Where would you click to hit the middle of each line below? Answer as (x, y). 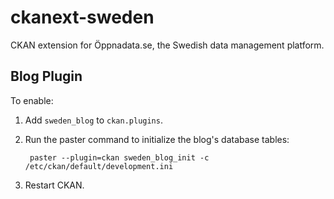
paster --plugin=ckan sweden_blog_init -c (119, 157)
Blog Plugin (46, 76)
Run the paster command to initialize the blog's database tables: (157, 139)
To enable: (32, 100)
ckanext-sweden (82, 17)
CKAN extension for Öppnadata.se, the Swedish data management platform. (167, 45)
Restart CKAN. (54, 185)
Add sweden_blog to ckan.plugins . (93, 120)
